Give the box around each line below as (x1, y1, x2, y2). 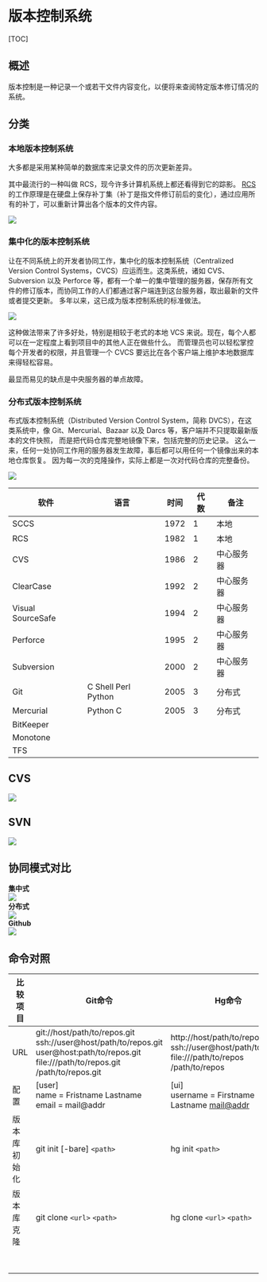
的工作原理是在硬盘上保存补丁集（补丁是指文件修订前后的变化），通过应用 (8, 189, 249, 199)
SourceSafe (12, 613, 56, 624)
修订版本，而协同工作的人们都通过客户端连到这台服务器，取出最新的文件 (21, 286, 259, 295)
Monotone (12, 732, 51, 743)
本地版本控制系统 (8, 143, 74, 154)
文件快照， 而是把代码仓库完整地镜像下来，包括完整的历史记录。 (21, 435, 233, 446)
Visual (12, 602, 36, 614)
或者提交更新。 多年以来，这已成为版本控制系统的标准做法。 (8, 295, 205, 305)
